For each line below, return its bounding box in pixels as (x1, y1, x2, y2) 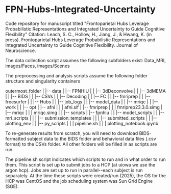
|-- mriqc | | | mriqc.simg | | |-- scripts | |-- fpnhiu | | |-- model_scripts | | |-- (5, 109, 165, 116)
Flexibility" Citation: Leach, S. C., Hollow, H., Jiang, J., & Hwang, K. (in (5, 31, 152, 37)
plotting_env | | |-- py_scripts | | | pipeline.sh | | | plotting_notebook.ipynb (5, 120, 159, 126)
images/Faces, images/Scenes (5, 63, 70, 69)
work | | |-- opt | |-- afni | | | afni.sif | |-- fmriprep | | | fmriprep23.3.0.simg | (5, 104, 163, 110)
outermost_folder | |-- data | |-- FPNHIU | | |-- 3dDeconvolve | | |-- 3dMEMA (5, 88, 166, 94)
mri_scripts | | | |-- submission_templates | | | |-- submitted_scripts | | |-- (5, 115, 157, 121)
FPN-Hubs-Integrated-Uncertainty (5, 4, 156, 15)
